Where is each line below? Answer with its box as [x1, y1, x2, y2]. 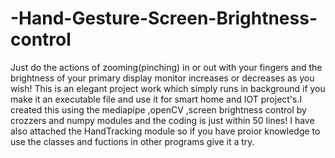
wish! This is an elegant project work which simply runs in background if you [10, 82, 326, 94]
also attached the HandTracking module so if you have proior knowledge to [10, 125, 321, 137]
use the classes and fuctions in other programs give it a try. [10, 135, 255, 147]
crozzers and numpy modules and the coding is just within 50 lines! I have [10, 114, 315, 126]
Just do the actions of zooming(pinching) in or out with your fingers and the [10, 61, 323, 73]
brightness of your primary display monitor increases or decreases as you [10, 72, 315, 84]
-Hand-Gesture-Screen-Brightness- [10, 7, 318, 30]
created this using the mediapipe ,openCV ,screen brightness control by [10, 103, 307, 116]
